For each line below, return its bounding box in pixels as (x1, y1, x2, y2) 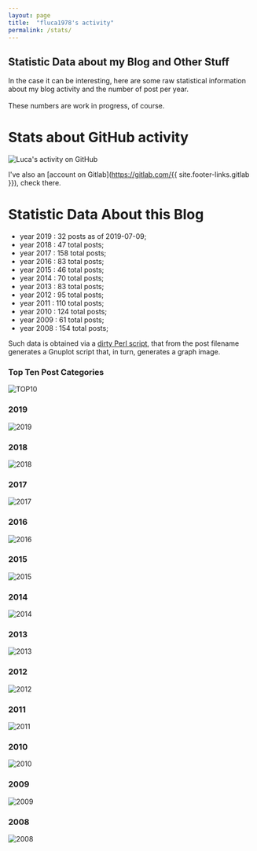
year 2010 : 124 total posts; (19, 307, 108, 317)
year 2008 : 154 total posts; (19, 324, 108, 333)
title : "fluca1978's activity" (8, 19, 114, 27)
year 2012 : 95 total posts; (19, 290, 105, 299)
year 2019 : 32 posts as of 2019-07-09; (19, 232, 147, 241)
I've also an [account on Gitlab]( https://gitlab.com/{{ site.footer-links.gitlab (8, 170, 250, 179)
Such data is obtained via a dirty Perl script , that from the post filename (8, 339, 240, 348)
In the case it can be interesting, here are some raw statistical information (8, 76, 246, 86)
